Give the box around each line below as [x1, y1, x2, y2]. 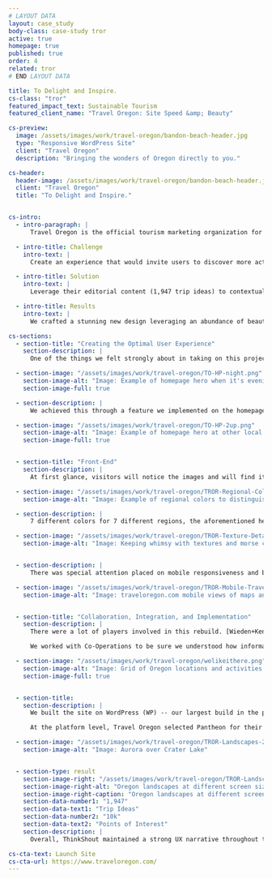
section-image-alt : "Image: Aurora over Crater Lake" [23, 746, 208, 754]
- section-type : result [15, 767, 96, 775]
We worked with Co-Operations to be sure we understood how [29, 642, 237, 651]
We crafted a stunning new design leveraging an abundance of [29, 317, 244, 325]
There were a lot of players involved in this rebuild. [29, 627, 223, 636]
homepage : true [8, 42, 60, 50]
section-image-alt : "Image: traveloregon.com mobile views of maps [23, 591, 255, 599]
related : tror [8, 65, 57, 73]
